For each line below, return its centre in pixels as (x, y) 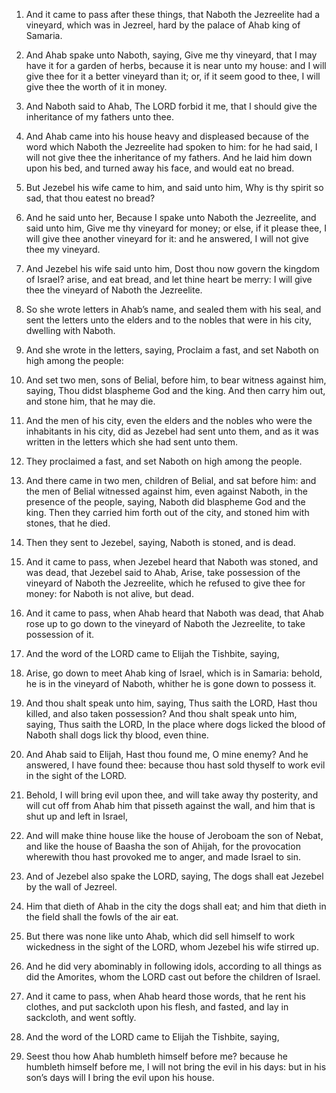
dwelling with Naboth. (70, 330)
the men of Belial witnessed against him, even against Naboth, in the (166, 491)
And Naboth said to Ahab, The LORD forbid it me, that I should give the (171, 106)
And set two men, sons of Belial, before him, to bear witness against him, (176, 380)
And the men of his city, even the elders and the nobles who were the (169, 420)
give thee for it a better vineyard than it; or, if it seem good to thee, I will (173, 76)
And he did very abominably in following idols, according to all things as (174, 966)
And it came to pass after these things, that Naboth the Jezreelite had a (173, 14)
